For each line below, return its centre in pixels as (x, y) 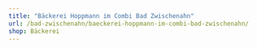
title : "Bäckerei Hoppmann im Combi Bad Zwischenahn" (102, 16)
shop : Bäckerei (34, 31)
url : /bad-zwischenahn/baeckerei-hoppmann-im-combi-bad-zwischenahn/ (129, 24)
